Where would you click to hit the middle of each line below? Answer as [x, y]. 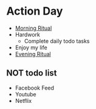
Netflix [23, 100]
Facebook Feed [35, 88]
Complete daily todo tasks [57, 41]
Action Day [35, 11]
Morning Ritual [33, 28]
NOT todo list [32, 73]
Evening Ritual [33, 54]
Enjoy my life [31, 47]
